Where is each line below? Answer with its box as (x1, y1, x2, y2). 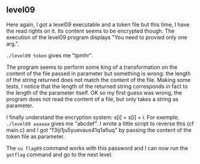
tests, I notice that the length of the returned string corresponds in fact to (6, 83, 188, 90)
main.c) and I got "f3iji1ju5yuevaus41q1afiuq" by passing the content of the (6, 126, 192, 133)
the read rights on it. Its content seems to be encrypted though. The (6, 27, 175, 34)
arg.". (6, 40, 19, 47)
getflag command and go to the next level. (6, 151, 113, 158)
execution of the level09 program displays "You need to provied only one (6, 33, 188, 41)
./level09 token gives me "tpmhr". (6, 51, 93, 59)
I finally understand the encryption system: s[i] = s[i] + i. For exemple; (6, 113, 180, 121)
